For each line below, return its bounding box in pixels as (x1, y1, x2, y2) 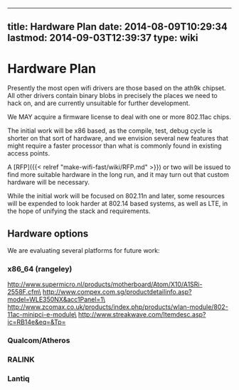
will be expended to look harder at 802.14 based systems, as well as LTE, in (7, 200, 228, 208)
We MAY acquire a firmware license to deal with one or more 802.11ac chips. (7, 113, 231, 121)
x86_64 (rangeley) (7, 264, 73, 274)
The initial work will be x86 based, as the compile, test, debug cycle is (7, 126, 213, 135)
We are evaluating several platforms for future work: (7, 247, 160, 255)
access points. (7, 149, 51, 158)
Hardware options (7, 227, 89, 239)
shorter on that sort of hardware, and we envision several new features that (7, 134, 229, 143)
